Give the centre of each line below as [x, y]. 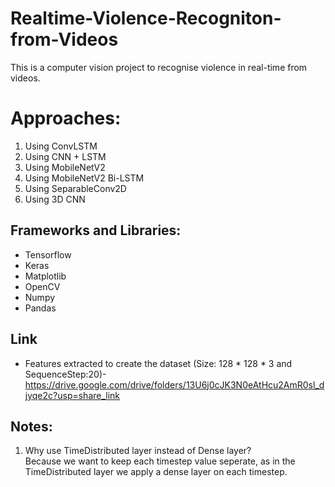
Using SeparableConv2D [75, 188]
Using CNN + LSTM [65, 156]
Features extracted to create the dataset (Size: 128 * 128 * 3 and [158, 363]
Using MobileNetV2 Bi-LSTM [84, 178]
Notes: [31, 426]
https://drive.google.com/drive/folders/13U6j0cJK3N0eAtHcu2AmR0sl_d [174, 384]
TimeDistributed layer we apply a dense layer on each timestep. [156, 472]
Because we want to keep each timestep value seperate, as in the [160, 461]
